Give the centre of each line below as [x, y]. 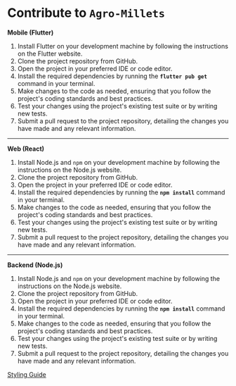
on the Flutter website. [50, 54]
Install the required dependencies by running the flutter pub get [112, 76]
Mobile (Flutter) [31, 32]
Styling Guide [27, 374]
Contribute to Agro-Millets [86, 13]
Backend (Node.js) [35, 265]
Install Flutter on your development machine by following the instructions [123, 46]
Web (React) [26, 149]
